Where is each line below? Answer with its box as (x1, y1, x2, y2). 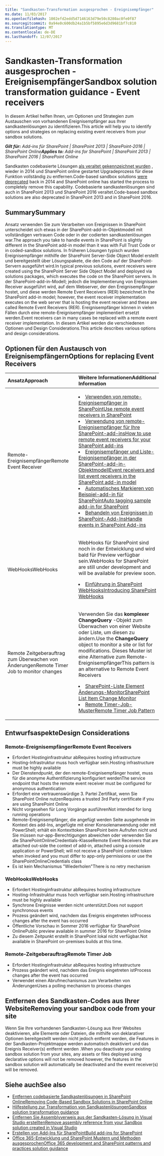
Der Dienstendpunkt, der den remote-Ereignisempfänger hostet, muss (12, 770, 153, 776)
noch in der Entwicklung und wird (78, 546, 155, 552)
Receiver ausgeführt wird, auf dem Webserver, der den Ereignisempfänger (5, 284, 155, 290)
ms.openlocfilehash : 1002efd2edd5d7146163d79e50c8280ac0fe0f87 (5, 16, 137, 21)
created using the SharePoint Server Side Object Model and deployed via (5, 268, 152, 274)
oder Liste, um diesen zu (78, 629, 135, 636)
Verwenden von (85, 394, 122, 400)
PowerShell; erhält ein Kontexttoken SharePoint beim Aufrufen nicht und (12, 827, 157, 833)
